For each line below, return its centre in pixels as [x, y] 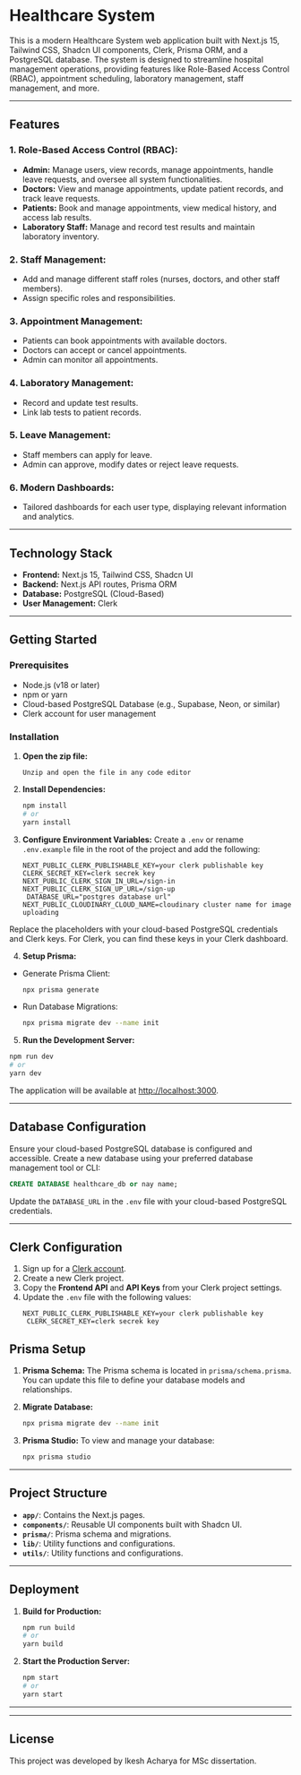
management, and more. [55, 88]
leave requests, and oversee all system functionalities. [122, 179]
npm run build [48, 1627]
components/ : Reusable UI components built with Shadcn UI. [132, 1524]
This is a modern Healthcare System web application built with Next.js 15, [145, 40]
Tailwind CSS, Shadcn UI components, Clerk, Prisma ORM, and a [129, 49]
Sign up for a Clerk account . [74, 1269]
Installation [34, 737]
